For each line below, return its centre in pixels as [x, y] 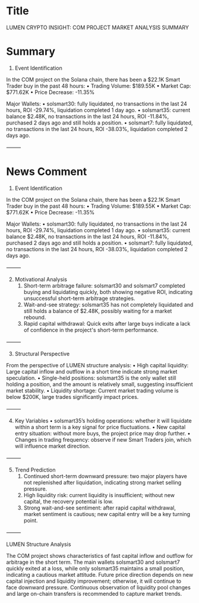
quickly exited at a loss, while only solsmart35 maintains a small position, [95, 568]
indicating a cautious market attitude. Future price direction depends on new [100, 574]
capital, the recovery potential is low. [69, 501]
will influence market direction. [52, 446]
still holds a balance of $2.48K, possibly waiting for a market [98, 311]
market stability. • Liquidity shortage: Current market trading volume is [93, 390]
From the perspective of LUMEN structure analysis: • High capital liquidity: [97, 365]
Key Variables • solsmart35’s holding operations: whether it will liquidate [103, 420]
